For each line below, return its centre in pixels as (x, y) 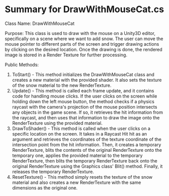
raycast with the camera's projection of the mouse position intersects (85, 107)
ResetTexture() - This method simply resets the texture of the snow (82, 177)
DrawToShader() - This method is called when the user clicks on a (81, 128)
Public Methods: (22, 64)
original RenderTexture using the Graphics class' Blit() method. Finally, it (87, 166)
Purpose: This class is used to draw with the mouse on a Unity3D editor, (80, 33)
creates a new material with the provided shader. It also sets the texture (87, 80)
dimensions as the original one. (45, 188)
